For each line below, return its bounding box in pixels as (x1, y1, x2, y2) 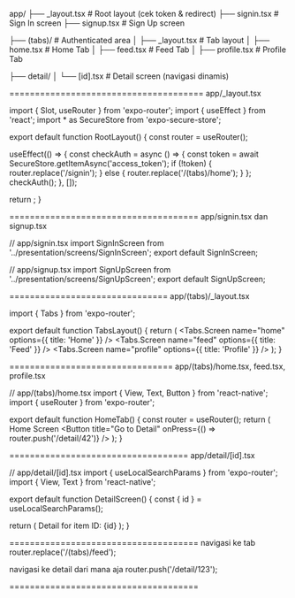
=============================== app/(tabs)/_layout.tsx (9, 291, 250, 301)
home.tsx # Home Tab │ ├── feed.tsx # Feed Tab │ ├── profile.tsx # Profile (9, 44, 287, 55)
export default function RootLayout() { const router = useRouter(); (9, 132, 249, 142)
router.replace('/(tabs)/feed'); (9, 547, 117, 557)
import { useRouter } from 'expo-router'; (9, 397, 155, 407)
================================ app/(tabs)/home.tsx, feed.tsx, (9, 361, 285, 372)
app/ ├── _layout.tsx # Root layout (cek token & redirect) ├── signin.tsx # (9, 9, 280, 19)
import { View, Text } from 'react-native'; (9, 477, 156, 487)
